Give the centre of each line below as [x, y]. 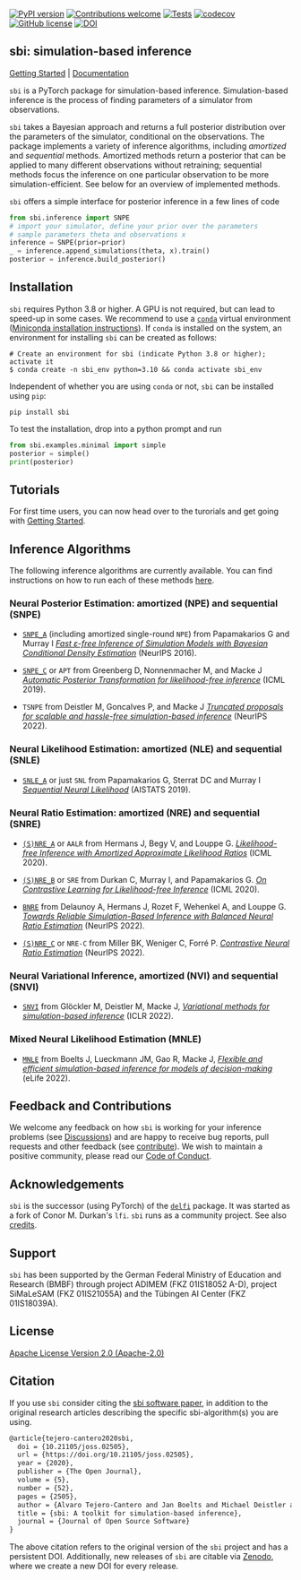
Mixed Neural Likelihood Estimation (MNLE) [105, 1040]
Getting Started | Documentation [69, 73]
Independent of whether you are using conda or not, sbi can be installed [142, 386]
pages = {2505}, [47, 1497]
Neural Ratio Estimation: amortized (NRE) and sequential [134, 813]
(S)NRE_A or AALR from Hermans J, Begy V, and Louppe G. [128, 843]
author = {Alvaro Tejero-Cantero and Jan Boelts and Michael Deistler [152, 1505]
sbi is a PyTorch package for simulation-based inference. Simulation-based [149, 91]
